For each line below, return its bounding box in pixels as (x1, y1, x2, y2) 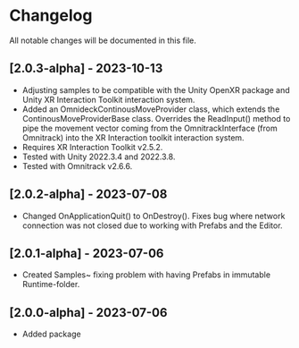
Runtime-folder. (21, 279, 80, 290)
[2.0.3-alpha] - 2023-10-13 (9, 61, 163, 76)
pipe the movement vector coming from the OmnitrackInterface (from (21, 123, 278, 133)
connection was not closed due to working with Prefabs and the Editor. (21, 220, 283, 231)
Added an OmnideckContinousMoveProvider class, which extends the (21, 104, 280, 115)
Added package (21, 328, 82, 340)
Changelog (9, 5, 93, 26)
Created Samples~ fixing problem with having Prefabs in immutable (21, 269, 270, 280)
